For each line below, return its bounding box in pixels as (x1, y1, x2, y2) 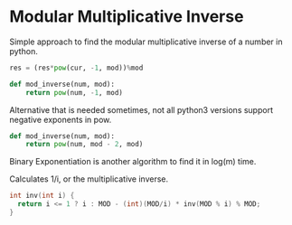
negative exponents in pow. (9, 114, 112, 125)
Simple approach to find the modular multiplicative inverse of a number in (9, 36, 283, 47)
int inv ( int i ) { (9, 192, 75, 201)
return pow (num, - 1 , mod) (25, 88, 124, 97)
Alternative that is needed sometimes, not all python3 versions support (9, 104, 274, 115)
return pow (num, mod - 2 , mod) (25, 140, 144, 149)
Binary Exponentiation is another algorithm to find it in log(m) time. (9, 156, 257, 167)
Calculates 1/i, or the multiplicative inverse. (9, 173, 169, 184)
